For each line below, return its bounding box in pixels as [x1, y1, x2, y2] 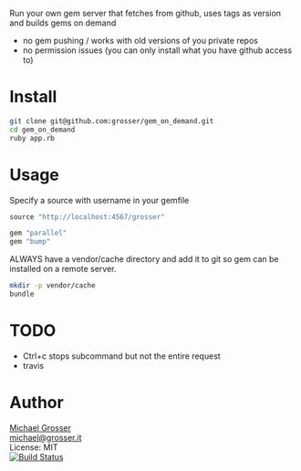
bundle [9, 289, 35, 298]
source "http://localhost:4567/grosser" [9, 212, 166, 222]
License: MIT [9, 442, 58, 453]
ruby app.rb [9, 133, 55, 142]
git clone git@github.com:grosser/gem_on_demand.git [9, 116, 214, 126]
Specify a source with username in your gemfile [9, 194, 190, 205]
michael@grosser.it [9, 432, 82, 443]
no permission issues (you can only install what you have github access [22, 45, 293, 56]
